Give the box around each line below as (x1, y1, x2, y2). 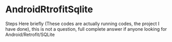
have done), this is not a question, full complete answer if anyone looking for (5, 26, 167, 32)
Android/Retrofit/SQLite (5, 31, 55, 37)
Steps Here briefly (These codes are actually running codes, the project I (5, 20, 160, 27)
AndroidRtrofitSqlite (5, 4, 93, 15)
